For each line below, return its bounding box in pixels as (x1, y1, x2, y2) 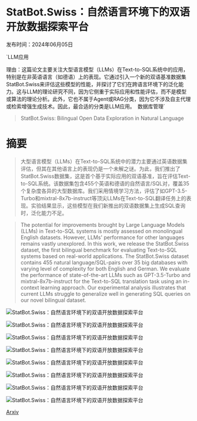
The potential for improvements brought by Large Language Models (20, 221, 185, 228)
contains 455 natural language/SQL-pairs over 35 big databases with (20, 259, 188, 266)
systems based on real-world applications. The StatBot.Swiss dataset (20, 252, 189, 260)
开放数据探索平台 (6, 20, 89, 34)
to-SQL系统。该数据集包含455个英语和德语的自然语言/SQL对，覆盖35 (20, 180, 189, 187)
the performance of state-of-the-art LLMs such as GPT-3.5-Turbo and (20, 271, 191, 278)
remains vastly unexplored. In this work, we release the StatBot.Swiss (20, 240, 189, 247)
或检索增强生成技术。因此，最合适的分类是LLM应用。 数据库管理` (6, 103, 166, 110)
